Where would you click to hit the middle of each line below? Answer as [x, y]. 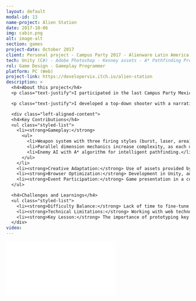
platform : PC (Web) [30, 71]
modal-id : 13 [22, 17]
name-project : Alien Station [41, 22]
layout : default [26, 11]
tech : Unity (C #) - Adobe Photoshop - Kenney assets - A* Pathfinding [94, 60]
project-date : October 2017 [40, 50]
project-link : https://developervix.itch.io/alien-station [79, 77]
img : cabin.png [24, 33]
